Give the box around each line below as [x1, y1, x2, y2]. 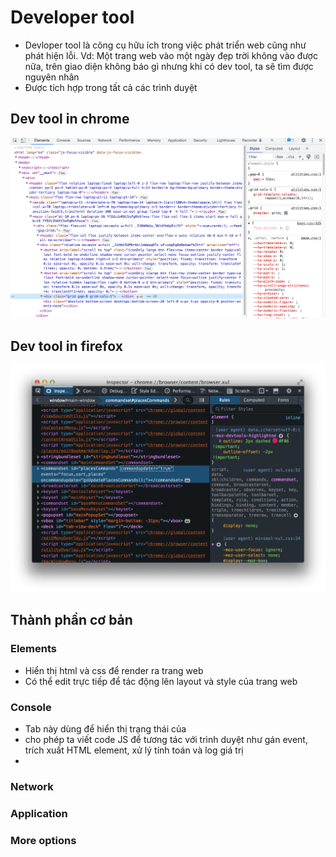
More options [10, 833, 77, 847]
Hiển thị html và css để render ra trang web [24, 664, 204, 676]
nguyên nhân [24, 71, 80, 83]
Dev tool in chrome [10, 111, 130, 128]
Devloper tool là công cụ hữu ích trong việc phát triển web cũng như [24, 39, 307, 51]
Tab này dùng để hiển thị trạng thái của [24, 723, 187, 735]
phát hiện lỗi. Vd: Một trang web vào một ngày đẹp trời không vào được [24, 49, 318, 61]
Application [10, 806, 68, 820]
